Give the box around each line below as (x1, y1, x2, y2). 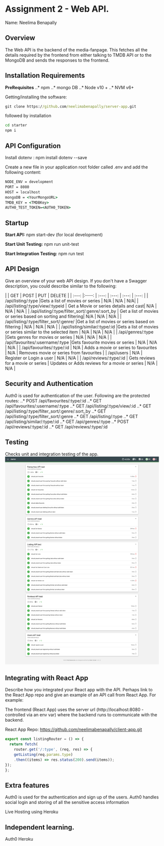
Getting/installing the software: (5, 94, 67, 100)
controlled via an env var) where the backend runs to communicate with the (5, 712, 158, 718)
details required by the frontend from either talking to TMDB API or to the (5, 52, 152, 58)
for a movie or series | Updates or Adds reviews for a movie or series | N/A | (5, 360, 158, 366)
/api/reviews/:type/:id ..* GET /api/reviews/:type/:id (5, 423, 108, 429)
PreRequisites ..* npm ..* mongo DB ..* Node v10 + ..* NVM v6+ (5, 84, 134, 90)
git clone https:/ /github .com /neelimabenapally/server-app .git (5, 104, 137, 109)
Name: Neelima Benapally (5, 20, 57, 25)
